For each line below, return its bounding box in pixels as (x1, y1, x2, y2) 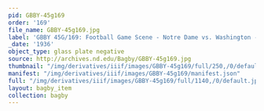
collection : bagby (8, 91, 68, 99)
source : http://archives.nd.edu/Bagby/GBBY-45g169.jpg (8, 55, 192, 63)
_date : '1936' (8, 41, 55, 48)
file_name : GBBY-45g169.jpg (8, 26, 101, 34)
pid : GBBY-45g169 (8, 11, 65, 20)
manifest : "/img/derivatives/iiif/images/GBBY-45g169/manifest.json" (8, 70, 241, 77)
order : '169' (8, 19, 51, 27)
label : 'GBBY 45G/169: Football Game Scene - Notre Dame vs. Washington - (8, 33, 258, 41)
